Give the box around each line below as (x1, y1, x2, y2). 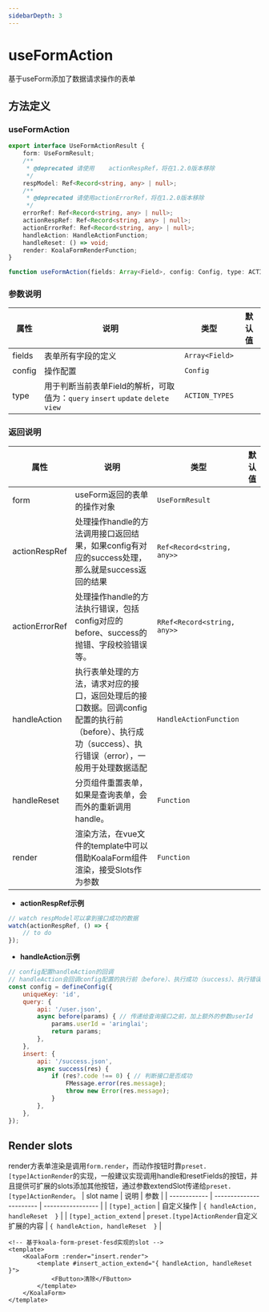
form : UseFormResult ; (22, 150, 94, 158)
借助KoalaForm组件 (74, 852, 148, 863)
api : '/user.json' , (37, 1005, 102, 1013)
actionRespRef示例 (19, 898, 85, 908)
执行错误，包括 (82, 603, 140, 614)
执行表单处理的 (74, 666, 132, 677)
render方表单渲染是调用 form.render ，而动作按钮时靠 (8, 1162, 183, 1171)
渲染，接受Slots (74, 864, 134, 875)
